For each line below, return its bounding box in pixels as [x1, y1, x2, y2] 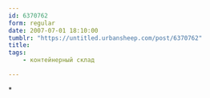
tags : [8, 49, 26, 57]
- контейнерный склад [22, 57, 95, 65]
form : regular [8, 19, 56, 27]
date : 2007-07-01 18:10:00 [8, 26, 99, 34]
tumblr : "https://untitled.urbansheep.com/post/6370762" [8, 33, 203, 42]
